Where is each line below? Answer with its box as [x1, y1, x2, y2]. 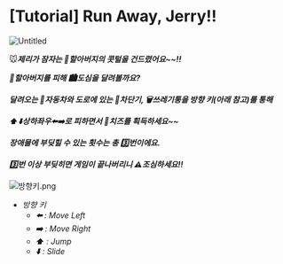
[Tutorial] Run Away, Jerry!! [9, 6, 217, 27]
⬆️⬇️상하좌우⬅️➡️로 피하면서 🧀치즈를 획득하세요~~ [9, 115, 179, 126]
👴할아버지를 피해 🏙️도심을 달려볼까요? [9, 73, 141, 83]
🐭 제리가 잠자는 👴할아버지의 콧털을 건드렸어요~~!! [9, 53, 182, 64]
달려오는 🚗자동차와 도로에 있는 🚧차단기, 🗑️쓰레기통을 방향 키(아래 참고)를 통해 [9, 94, 273, 105]
